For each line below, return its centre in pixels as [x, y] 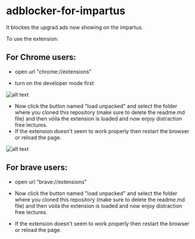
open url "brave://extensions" [51, 182]
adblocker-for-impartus [66, 11]
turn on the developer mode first [54, 83]
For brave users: [37, 168]
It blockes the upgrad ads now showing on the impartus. [75, 27]
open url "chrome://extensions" [53, 72]
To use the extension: [32, 38]
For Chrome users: [41, 57]
